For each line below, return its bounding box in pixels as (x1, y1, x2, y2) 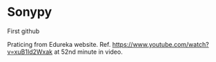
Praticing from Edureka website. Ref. (7, 40, 111, 48)
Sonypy (7, 4, 52, 20)
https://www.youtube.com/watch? (112, 40, 209, 48)
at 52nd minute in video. (54, 48, 123, 56)
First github (7, 27, 40, 35)
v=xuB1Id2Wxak (7, 48, 53, 56)
